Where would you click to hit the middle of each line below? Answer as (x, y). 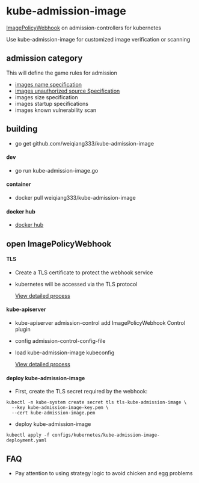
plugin (23, 329)
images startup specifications (52, 103)
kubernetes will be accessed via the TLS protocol (76, 284)
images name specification (48, 84)
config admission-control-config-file (60, 340)
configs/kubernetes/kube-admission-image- (106, 435)
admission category (44, 58)
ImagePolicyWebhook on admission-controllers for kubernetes (84, 28)
